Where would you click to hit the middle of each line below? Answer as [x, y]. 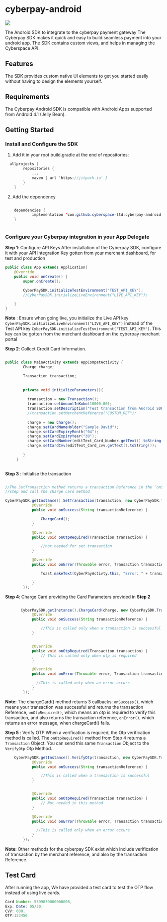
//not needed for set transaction [76, 546]
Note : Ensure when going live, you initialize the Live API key [67, 318]
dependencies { [30, 210]
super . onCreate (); [42, 281]
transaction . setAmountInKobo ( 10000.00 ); [70, 404]
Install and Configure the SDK [42, 144]
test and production [25, 258]
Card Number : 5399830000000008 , [39, 902]
